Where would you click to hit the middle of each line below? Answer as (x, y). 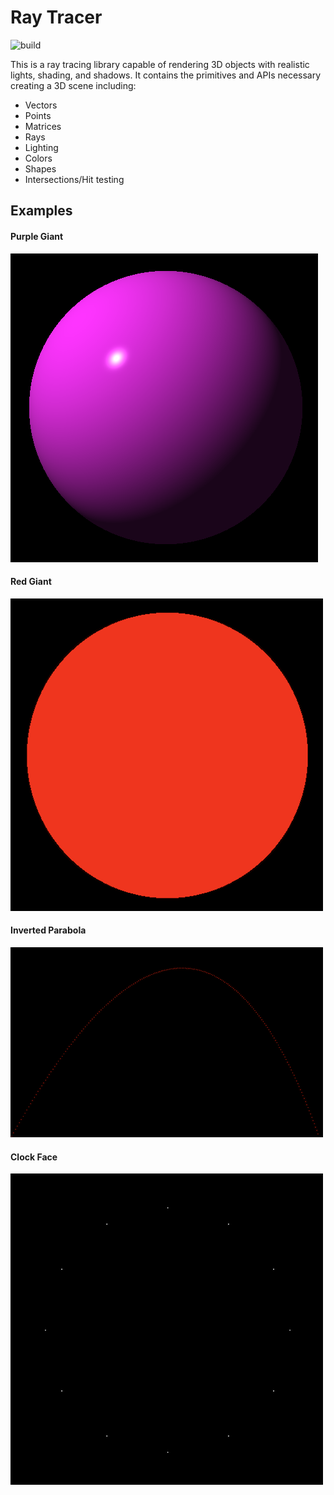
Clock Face (34, 1157)
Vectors (41, 105)
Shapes (40, 168)
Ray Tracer (56, 17)
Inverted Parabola (48, 930)
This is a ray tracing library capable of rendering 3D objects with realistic (160, 64)
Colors (38, 158)
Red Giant (31, 582)
